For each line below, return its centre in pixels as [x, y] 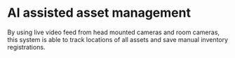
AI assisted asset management [99, 13]
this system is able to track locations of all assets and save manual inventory [118, 39]
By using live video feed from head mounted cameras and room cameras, [113, 32]
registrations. [26, 47]
